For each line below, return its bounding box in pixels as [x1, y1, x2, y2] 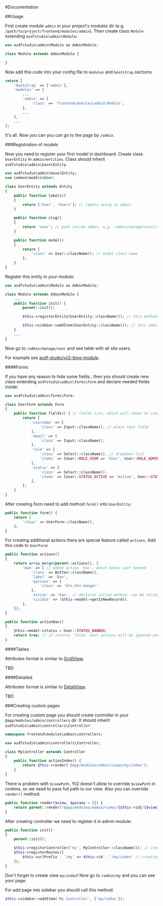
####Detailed [5, 674, 33, 680]
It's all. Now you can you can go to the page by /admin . [5, 132, 115, 138]
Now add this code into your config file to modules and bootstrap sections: [5, 69, 153, 75]
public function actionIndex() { [14, 758, 81, 763]
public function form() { [5, 510, 57, 515]
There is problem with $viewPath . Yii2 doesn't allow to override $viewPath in [5, 781, 156, 786]
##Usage [5, 14, 24, 19]
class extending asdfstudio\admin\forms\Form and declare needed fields [5, 378, 150, 384]
